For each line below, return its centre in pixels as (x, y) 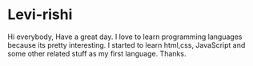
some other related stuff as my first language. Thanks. (97, 53)
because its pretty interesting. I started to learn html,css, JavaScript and (127, 45)
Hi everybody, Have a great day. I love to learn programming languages (125, 37)
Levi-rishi (40, 15)
